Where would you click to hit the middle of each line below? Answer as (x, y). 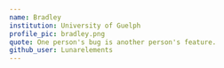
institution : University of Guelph (75, 26)
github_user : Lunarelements (61, 50)
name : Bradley (36, 17)
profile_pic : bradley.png (57, 34)
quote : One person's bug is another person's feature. (113, 42)
